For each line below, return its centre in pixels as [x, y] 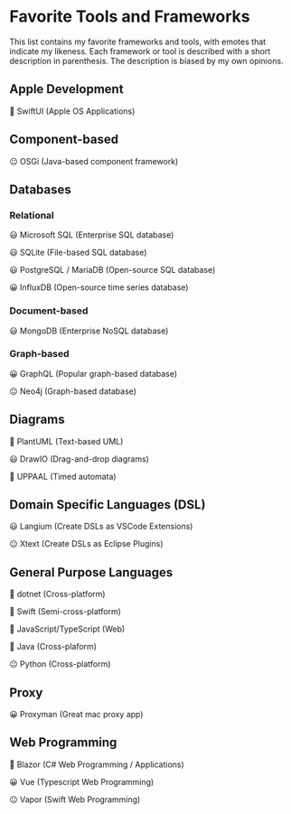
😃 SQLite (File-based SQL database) [78, 253]
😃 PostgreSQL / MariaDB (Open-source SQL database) [113, 270]
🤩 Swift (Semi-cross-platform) [66, 612]
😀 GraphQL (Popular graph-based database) [94, 373]
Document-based [49, 311]
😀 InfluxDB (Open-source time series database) [99, 287]
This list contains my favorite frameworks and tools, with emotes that [138, 42]
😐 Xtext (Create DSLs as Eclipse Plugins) [87, 544]
